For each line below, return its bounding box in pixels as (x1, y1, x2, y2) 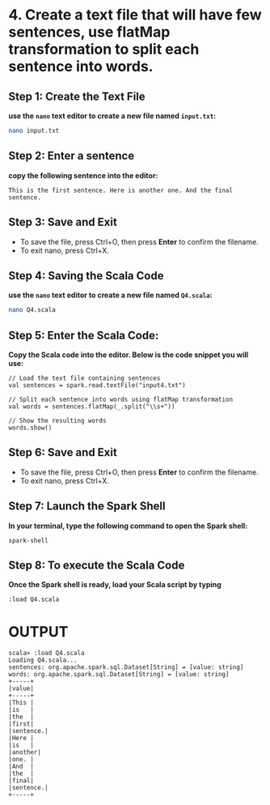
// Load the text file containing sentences (8, 374, 161, 382)
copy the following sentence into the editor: (8, 170, 158, 180)
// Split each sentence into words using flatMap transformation (8, 395, 233, 403)
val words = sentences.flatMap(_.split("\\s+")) (8, 402, 175, 411)
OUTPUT (8, 622, 69, 641)
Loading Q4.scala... (8, 656, 78, 665)
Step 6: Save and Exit (8, 445, 117, 459)
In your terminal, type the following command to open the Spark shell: (8, 521, 248, 530)
